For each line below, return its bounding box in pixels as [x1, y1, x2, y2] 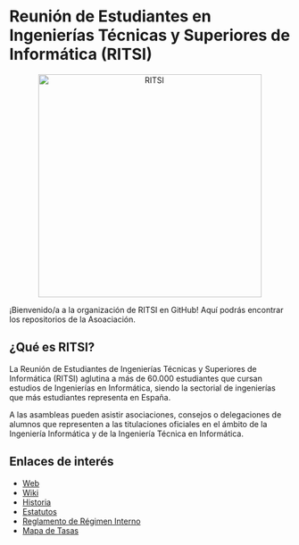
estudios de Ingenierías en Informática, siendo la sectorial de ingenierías [9, 382, 277, 393]
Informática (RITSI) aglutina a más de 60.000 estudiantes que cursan [9, 373, 263, 384]
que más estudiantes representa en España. [9, 392, 171, 402]
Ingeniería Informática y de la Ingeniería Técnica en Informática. [9, 428, 244, 439]
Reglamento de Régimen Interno [21, 516, 141, 526]
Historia [21, 497, 52, 508]
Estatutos [21, 506, 58, 516]
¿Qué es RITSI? [9, 340, 96, 355]
